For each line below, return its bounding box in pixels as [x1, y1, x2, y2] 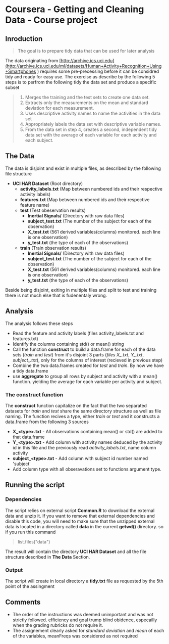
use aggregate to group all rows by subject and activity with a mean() [12, 373, 158, 379]
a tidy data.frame [12, 367, 48, 374]
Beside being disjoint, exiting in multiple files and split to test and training [5, 287, 157, 293]
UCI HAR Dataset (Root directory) [12, 180, 83, 187]
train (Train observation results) [20, 245, 87, 251]
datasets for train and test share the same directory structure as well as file [5, 408, 161, 414]
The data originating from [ [5, 58, 62, 64]
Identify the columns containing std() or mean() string [12, 341, 125, 347]
